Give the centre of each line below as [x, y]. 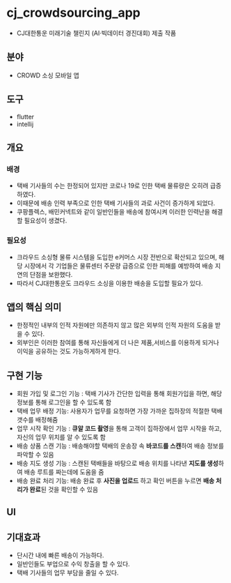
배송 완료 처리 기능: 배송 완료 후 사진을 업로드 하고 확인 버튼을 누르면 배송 [115, 481]
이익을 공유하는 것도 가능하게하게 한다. [69, 351]
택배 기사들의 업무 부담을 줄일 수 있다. [67, 573]
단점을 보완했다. [51, 274]
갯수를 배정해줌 [37, 420]
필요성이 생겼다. [46, 220]
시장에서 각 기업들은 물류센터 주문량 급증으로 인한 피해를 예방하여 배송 [119, 266]
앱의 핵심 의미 [34, 307]
